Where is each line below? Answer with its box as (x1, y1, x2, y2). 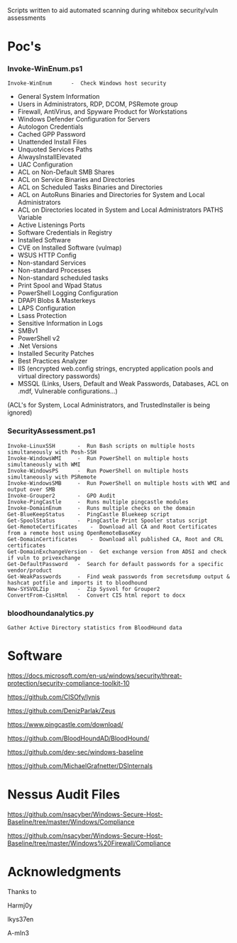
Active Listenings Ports (17, 220, 85, 230)
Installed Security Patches (17, 349, 94, 358)
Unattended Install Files (17, 138, 87, 146)
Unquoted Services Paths (17, 145, 93, 154)
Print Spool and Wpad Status (17, 281, 102, 290)
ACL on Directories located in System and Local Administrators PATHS (17, 206, 224, 214)
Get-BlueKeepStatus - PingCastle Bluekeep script (7, 511, 170, 518)
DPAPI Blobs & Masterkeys (17, 297, 96, 305)
